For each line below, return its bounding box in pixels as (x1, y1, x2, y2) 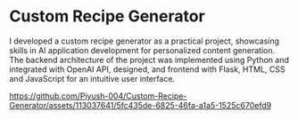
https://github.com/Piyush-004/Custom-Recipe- (9, 91, 187, 101)
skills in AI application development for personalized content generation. (9, 44, 275, 55)
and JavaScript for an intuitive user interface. (9, 73, 176, 83)
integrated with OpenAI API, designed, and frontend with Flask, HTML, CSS (9, 64, 286, 75)
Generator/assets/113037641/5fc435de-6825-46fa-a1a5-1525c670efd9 (9, 99, 272, 110)
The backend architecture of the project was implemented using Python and (9, 54, 290, 65)
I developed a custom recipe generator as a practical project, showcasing (9, 36, 279, 46)
